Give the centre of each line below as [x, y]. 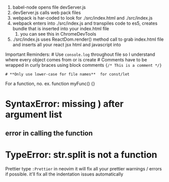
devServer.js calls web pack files [47, 13]
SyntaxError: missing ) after [64, 104]
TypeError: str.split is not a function [81, 155]
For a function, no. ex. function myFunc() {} [50, 83]
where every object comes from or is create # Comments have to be [76, 60]
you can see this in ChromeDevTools [58, 34]
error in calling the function [49, 133]
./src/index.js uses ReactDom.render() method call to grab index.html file [88, 39]
